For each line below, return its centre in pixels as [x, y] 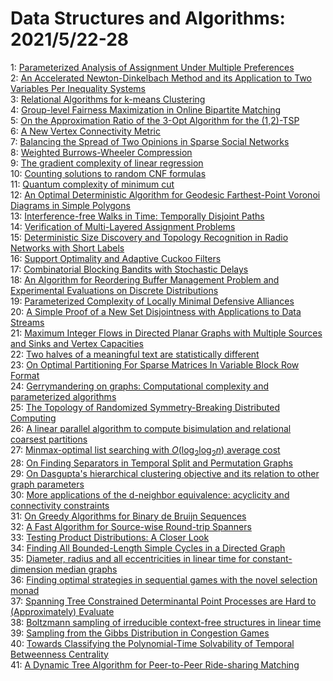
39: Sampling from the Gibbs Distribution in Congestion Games [140, 633]
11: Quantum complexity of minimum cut [92, 184]
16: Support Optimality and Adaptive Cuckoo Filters [116, 258]
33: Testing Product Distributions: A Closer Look [110, 537]
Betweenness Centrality [59, 654]
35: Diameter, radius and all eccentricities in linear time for [130, 558]
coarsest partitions [49, 439]
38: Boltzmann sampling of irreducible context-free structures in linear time [166, 622]
